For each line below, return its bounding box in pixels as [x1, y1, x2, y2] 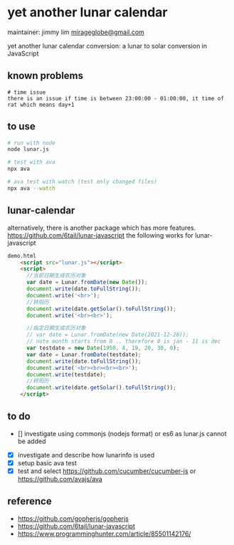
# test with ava [7, 159, 55, 166]
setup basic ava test [17, 458, 77, 467]
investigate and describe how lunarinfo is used [17, 450, 155, 459]
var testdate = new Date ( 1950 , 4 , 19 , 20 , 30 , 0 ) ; [26, 344, 180, 351]
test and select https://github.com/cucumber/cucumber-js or [17, 467, 196, 475]
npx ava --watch [7, 184, 55, 192]
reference [7, 495, 52, 507]
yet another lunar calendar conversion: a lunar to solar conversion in [7, 41, 208, 50]
